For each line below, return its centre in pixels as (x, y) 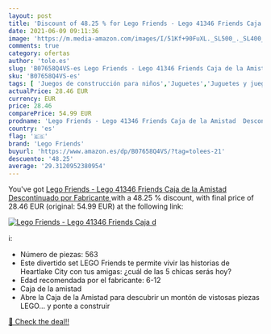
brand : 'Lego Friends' (46, 144)
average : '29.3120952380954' (57, 167)
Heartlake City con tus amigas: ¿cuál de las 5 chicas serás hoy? (126, 272)
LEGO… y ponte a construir (65, 306)
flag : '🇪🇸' (28, 136)
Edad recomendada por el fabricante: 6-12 (90, 281)
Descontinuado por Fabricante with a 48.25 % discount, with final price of (131, 198)
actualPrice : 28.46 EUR (48, 91)
